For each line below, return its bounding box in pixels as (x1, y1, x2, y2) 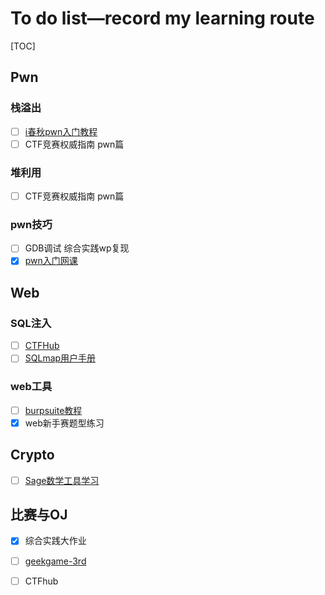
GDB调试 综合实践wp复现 (24, 242, 130, 254)
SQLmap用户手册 (24, 352, 97, 364)
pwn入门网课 (24, 255, 78, 267)
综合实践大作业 (24, 535, 87, 547)
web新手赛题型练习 (24, 417, 105, 429)
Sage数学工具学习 (24, 474, 100, 486)
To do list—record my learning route (10, 7, 315, 30)
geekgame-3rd (24, 555, 87, 567)
